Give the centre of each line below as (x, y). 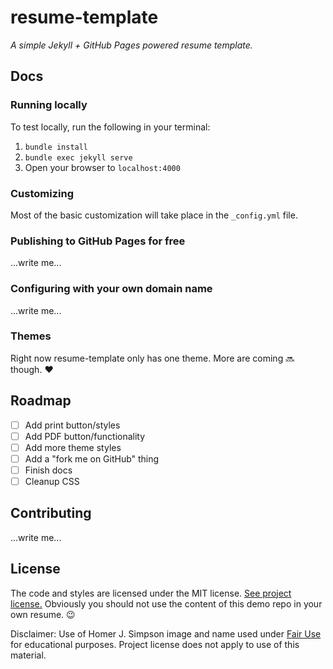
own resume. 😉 (43, 614)
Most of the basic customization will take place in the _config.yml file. (154, 215)
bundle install (56, 147)
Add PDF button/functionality (85, 436)
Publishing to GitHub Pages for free (98, 241)
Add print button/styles (72, 425)
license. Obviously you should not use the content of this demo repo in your (166, 603)
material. (28, 655)
